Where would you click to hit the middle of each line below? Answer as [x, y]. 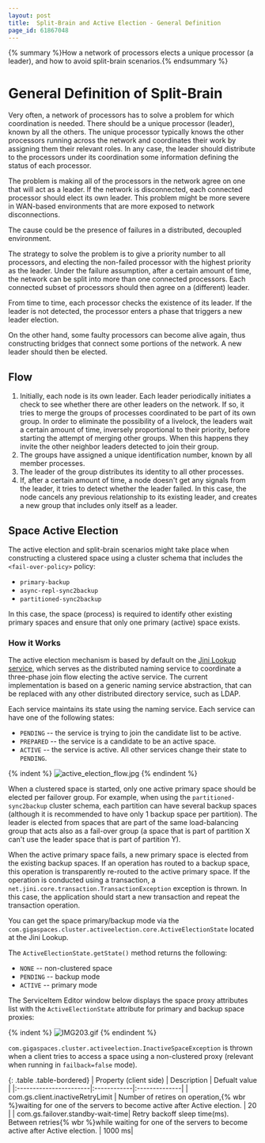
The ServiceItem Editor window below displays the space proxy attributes [128, 1000]
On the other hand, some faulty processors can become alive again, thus [127, 335]
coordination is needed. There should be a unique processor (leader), [121, 124]
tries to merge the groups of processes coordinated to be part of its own [138, 413]
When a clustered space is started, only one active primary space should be [132, 789]
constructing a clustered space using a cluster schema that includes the [126, 558]
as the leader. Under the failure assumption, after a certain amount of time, [130, 271]
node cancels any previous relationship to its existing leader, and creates [138, 497]
